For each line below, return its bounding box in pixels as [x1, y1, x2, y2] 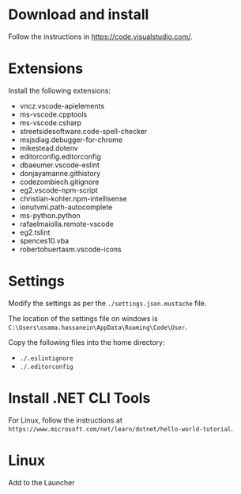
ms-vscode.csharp [19, 117, 81, 128]
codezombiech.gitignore [19, 177, 100, 186]
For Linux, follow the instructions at [8, 415, 122, 425]
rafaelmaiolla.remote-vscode [19, 219, 115, 228]
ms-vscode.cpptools [19, 109, 88, 119]
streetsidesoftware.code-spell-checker [19, 126, 148, 136]
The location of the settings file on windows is [8, 313, 158, 323]
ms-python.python [19, 210, 81, 220]
